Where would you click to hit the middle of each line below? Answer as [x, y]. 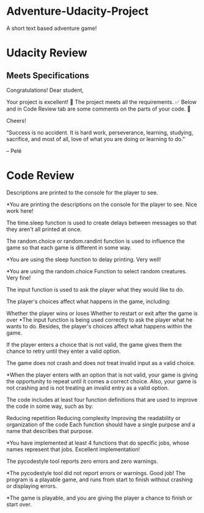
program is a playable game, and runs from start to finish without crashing [100, 479]
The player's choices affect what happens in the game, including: [89, 301]
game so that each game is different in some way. [69, 247]
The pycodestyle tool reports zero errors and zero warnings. [82, 461]
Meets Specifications [48, 76]
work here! [20, 211]
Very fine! [19, 278]
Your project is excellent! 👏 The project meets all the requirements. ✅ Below [101, 101]
